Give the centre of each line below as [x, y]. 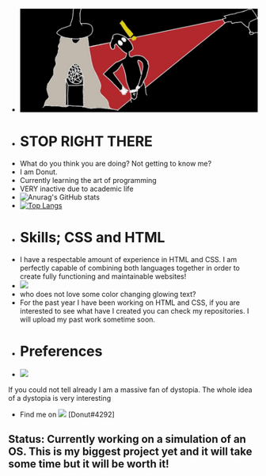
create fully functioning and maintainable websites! [103, 276]
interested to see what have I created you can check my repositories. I [134, 311]
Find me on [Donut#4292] [67, 414]
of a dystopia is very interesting [60, 398]
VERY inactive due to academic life [76, 189]
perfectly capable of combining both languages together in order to [129, 268]
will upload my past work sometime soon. [87, 320]
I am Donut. [38, 172]
